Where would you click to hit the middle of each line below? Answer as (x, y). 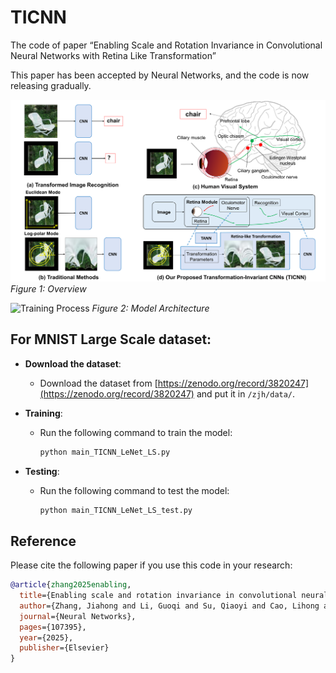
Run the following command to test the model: (134, 490)
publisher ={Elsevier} (64, 648)
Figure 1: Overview (48, 288)
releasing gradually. (51, 85)
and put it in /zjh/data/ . (246, 393)
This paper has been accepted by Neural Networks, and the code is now (160, 75)
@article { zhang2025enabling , (71, 585)
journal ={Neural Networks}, (78, 616)
